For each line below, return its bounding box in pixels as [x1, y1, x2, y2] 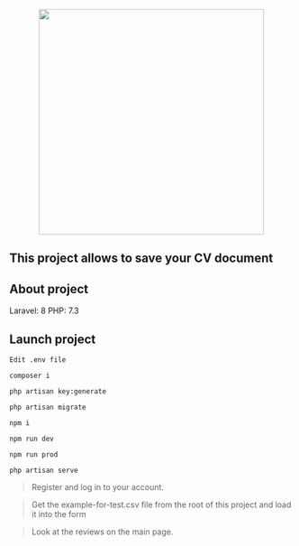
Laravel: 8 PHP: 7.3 [9, 305, 79, 316]
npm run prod [9, 450, 59, 459]
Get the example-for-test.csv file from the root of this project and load [31, 499, 292, 510]
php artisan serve [9, 466, 78, 476]
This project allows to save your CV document [9, 251, 274, 266]
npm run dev [9, 434, 54, 444]
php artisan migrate [9, 403, 87, 412]
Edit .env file [9, 356, 67, 365]
